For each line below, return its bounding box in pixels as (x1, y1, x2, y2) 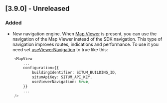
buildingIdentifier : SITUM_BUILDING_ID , (31, 70, 117, 75)
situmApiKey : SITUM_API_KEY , (31, 75, 93, 80)
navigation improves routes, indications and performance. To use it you (12, 41, 159, 47)
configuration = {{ (23, 65, 59, 71)
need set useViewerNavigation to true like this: (12, 46, 108, 52)
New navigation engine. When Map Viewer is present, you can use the (12, 30, 157, 37)
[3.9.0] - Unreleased (5, 4, 70, 13)
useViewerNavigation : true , (31, 80, 91, 85)
